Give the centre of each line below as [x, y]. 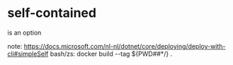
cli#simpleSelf [28, 54]
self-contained [52, 13]
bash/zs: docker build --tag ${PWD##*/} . [111, 54]
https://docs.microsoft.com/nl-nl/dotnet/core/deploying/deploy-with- [125, 46]
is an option [24, 32]
